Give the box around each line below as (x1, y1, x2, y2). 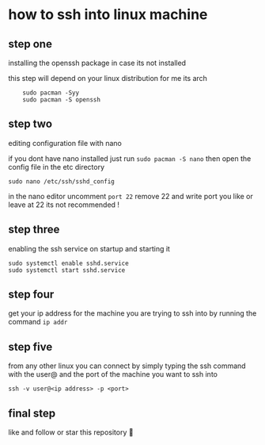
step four (8, 288, 55, 301)
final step (8, 406, 56, 420)
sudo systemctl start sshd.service (8, 266, 126, 274)
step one (8, 37, 53, 51)
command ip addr (8, 317, 68, 327)
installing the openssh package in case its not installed (8, 58, 187, 67)
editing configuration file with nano (8, 138, 123, 148)
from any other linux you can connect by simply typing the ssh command (8, 361, 247, 370)
